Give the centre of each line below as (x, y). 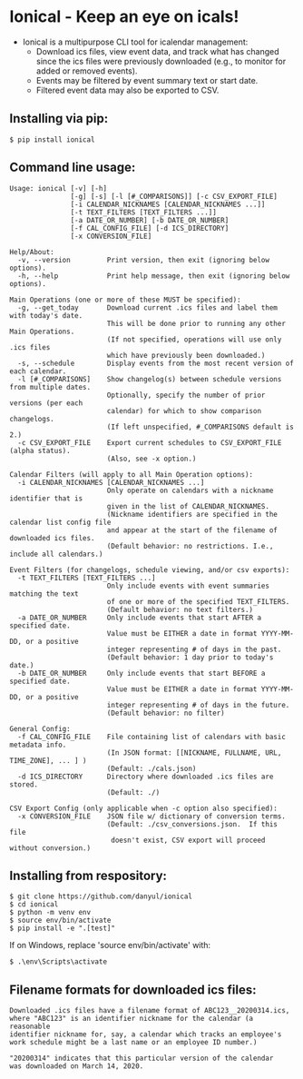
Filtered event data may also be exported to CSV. (127, 90)
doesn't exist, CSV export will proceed (188, 840)
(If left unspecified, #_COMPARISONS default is (200, 427)
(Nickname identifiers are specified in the (192, 514)
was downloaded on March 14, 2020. (77, 1066)
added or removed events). (87, 71)
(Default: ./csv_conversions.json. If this (192, 824)
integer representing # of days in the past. (194, 649)
